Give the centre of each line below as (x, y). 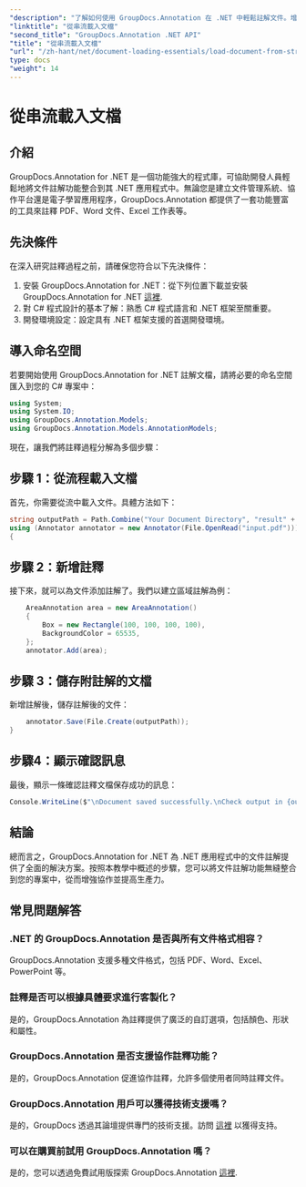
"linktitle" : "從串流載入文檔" (64, 26)
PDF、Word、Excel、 (227, 960)
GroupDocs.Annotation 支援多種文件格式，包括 (97, 960)
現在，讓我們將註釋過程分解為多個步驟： (85, 447)
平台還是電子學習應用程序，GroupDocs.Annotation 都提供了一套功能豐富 (153, 199)
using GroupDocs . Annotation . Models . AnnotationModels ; (114, 429)
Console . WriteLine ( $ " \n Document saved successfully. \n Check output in (146, 802)
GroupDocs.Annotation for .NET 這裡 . (92, 296)
